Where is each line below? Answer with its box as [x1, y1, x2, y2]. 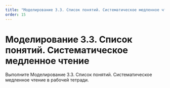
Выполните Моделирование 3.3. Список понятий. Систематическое [5, 71, 152, 78]
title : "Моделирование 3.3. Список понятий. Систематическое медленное [5, 7, 159, 13]
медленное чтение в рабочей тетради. [5, 77, 89, 83]
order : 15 [5, 12, 26, 17]
